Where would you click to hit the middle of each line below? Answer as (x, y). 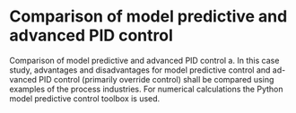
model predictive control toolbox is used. (85, 98)
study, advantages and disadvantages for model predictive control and (140, 70)
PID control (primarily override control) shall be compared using (157, 79)
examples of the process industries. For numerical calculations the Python (147, 89)
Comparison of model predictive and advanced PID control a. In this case (144, 60)
